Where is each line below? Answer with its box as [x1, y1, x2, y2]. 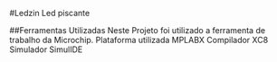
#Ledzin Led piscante [9, 8, 91, 18]
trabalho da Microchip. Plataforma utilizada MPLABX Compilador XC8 [9, 35, 269, 45]
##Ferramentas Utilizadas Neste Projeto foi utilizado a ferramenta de [9, 25, 265, 35]
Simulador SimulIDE [9, 44, 83, 55]
